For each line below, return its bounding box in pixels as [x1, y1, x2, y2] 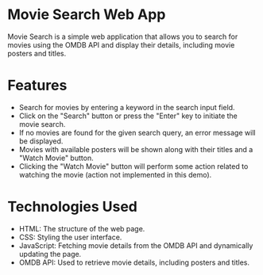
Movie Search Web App [7, 6, 166, 24]
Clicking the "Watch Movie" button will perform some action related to [18, 161, 249, 171]
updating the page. [18, 249, 82, 258]
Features [7, 77, 68, 94]
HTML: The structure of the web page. [18, 223, 145, 233]
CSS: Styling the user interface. [18, 232, 122, 242]
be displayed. [18, 136, 64, 146]
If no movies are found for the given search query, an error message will [18, 128, 256, 137]
